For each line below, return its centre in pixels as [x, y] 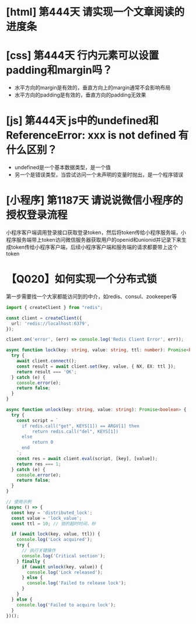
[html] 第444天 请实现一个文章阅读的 [95, 12]
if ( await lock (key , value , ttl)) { [56, 534]
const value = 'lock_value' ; [47, 518]
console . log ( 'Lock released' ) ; [65, 572]
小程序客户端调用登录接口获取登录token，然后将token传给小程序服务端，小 [96, 232]
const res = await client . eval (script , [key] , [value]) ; [87, 458]
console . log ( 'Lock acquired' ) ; [55, 540]
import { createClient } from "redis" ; [55, 307]
